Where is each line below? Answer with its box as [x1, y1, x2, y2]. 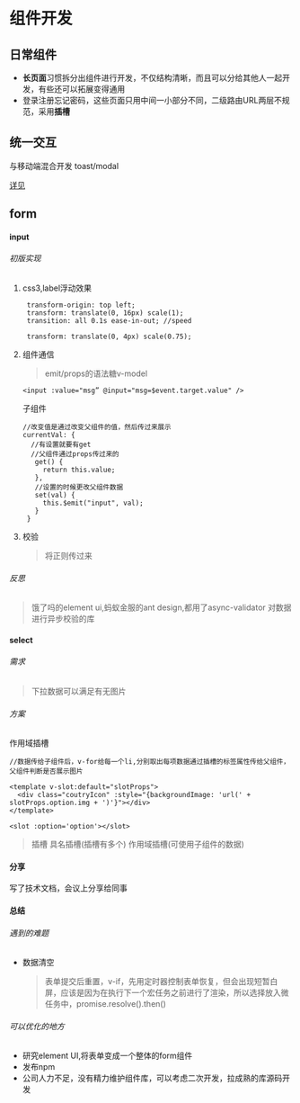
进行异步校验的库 [31, 614, 95, 624]
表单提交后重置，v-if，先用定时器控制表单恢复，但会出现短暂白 [44, 976, 278, 987]
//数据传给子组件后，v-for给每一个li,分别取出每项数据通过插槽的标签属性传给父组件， [9, 758, 290, 767]
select [9, 634, 33, 645]
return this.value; [42, 465, 116, 474]
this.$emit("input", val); [42, 498, 144, 507]
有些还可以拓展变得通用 [38, 84, 126, 94]
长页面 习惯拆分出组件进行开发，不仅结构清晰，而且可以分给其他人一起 [22, 73, 283, 83]
